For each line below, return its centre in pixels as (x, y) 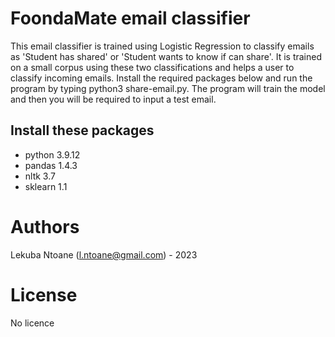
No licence (32, 323)
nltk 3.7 (40, 176)
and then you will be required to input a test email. (113, 99)
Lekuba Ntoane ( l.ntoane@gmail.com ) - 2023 (104, 254)
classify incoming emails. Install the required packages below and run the (161, 78)
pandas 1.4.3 (51, 165)
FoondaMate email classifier (130, 18)
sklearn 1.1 (46, 186)
